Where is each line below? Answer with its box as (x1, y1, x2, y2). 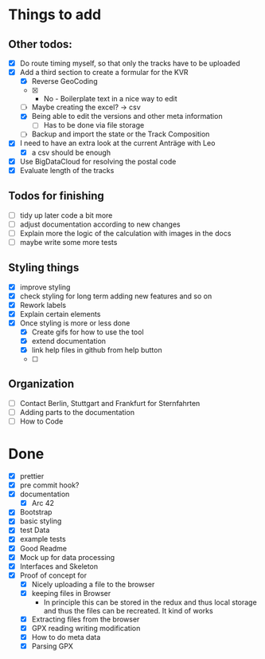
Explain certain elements (19, 309, 101, 318)
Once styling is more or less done (19, 318, 131, 328)
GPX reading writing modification (31, 623, 141, 633)
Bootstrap (19, 507, 53, 517)
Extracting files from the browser (31, 614, 140, 624)
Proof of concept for (19, 570, 88, 580)
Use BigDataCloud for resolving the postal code (19, 156, 177, 166)
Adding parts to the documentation (19, 407, 135, 416)
